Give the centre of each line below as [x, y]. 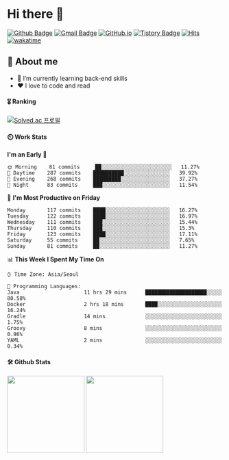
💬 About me [33, 62]
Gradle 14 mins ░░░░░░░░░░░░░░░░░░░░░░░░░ [115, 317]
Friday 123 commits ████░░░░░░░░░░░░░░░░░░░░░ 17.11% [102, 234]
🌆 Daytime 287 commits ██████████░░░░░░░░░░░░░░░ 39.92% [102, 173]
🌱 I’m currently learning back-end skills [72, 78]
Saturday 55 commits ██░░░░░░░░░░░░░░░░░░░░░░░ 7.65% [101, 240]
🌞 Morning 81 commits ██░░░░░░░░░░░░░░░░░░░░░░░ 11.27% [104, 167]
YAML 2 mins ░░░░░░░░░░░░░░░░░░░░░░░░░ [115, 341]
